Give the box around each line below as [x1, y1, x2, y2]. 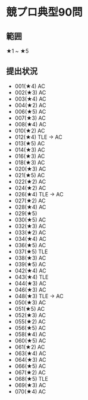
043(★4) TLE [14, 273, 49, 280]
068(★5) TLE [14, 375, 49, 382]
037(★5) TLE [14, 248, 48, 255]
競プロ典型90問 [6, 5, 83, 19]
